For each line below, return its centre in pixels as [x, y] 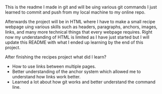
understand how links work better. [46, 77]
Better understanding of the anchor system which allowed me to [76, 72]
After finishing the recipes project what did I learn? [56, 57]
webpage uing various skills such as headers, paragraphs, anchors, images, [81, 27]
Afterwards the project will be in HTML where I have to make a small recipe [80, 22]
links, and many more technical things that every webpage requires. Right [79, 32]
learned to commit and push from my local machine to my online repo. [75, 12]
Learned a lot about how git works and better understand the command [84, 82]
